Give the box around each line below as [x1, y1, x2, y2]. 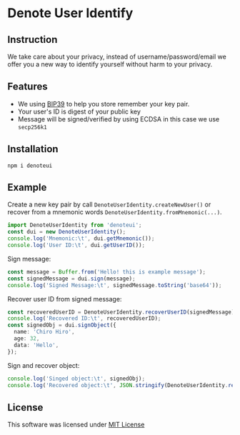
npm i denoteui [7, 162, 53, 169]
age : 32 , [14, 335, 40, 342]
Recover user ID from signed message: [7, 294, 122, 303]
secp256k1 [17, 124, 48, 131]
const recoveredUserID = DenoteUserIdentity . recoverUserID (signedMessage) [7, 309, 235, 316]
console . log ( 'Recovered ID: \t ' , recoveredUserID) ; [7, 315, 161, 322]
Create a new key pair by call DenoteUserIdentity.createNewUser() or [7, 200, 211, 209]
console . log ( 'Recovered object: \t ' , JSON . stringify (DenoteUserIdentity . [7, 381, 229, 389]
